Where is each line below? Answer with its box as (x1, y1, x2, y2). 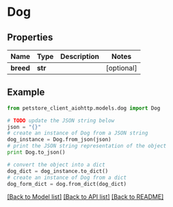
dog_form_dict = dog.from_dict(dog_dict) (7, 180, 127, 187)
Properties (7, 32, 53, 43)
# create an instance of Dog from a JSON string (7, 130, 148, 137)
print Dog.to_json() (7, 149, 66, 156)
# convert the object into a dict (7, 161, 106, 168)
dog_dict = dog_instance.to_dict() (7, 167, 109, 175)
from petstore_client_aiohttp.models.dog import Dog (7, 104, 161, 112)
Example (7, 86, 45, 98)
